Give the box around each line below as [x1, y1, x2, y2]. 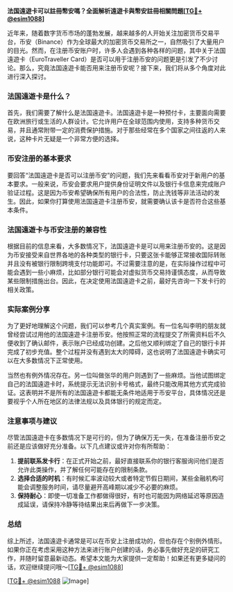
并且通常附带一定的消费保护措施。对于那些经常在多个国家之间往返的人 [19, 126, 220, 134]
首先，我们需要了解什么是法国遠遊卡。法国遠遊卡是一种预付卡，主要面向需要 [7, 109, 226, 117]
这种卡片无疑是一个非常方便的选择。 [19, 135, 123, 143]
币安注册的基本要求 [7, 154, 71, 163]
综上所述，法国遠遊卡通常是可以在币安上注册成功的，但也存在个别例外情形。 [7, 536, 226, 545]
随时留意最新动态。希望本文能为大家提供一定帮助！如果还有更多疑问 [25, 554, 220, 562]
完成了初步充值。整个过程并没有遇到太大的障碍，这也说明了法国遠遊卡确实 [7, 348, 220, 356]
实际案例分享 [7, 304, 51, 314]
